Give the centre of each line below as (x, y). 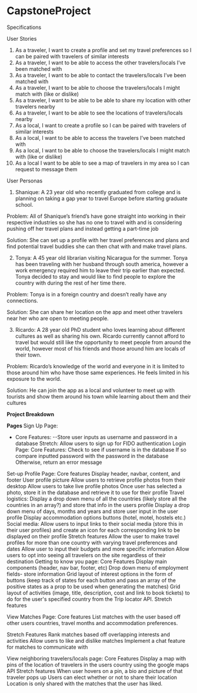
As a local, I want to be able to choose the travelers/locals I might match (102, 150)
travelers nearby (35, 106)
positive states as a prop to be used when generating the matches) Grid (94, 586)
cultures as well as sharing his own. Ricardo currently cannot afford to (100, 336)
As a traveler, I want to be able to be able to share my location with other (103, 100)
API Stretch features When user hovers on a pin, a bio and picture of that (95, 671)
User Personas (25, 181)
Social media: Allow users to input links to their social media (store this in (95, 524)
